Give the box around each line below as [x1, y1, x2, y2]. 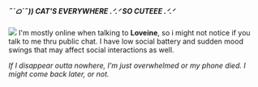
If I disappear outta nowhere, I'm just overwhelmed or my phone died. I [8, 60, 246, 70]
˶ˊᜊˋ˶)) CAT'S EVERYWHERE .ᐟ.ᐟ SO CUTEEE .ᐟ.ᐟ [8, 6, 175, 15]
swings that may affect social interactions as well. [8, 44, 174, 55]
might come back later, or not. [8, 68, 110, 79]
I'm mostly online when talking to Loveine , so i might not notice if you [18, 27, 251, 37]
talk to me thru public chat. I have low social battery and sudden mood [8, 36, 243, 46]
